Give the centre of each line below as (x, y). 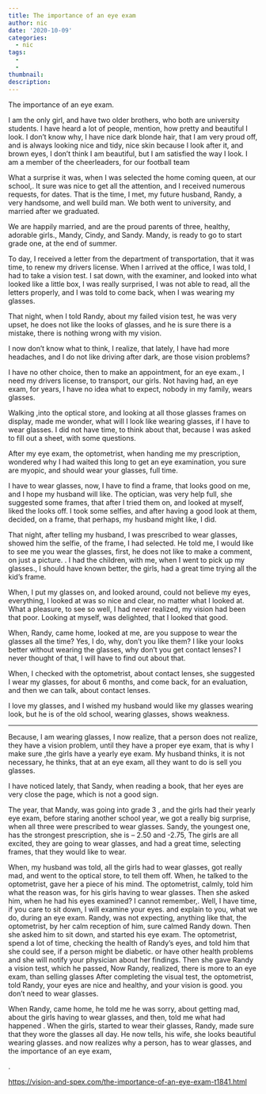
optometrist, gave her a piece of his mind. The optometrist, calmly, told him (131, 884)
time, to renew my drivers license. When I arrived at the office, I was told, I (129, 267)
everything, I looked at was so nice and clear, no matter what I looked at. (126, 600)
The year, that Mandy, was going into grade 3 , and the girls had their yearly (132, 809)
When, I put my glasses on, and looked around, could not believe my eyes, (129, 592)
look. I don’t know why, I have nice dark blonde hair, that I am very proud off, (133, 136)
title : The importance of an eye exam (72, 15)
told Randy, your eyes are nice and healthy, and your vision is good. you (125, 985)
